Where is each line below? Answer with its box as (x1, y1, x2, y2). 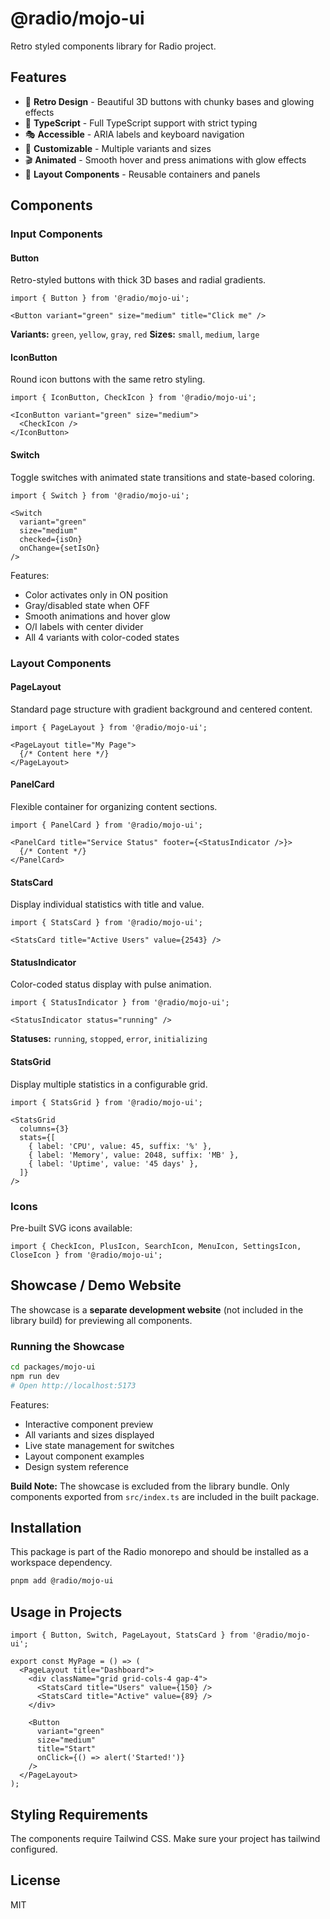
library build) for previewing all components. (10, 1314, 193, 1326)
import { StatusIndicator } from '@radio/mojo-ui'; (10, 998, 230, 1008)
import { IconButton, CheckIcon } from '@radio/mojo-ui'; (10, 393, 257, 403)
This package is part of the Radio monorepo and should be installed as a (10, 1546, 309, 1558)
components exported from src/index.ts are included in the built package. (10, 1490, 320, 1502)
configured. (10, 1843, 58, 1855)
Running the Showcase (10, 1339, 125, 1353)
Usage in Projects (10, 1603, 123, 1621)
